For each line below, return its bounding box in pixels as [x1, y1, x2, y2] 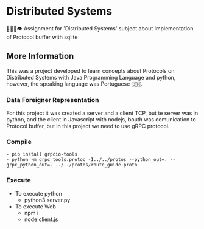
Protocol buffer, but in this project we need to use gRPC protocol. [6, 123, 170, 130]
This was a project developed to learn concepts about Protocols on [6, 67, 175, 74]
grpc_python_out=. [6, 162, 53, 168]
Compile [6, 137, 32, 146]
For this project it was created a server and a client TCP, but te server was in [6, 109, 199, 117]
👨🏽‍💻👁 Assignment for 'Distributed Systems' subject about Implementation [6, 24, 194, 32]
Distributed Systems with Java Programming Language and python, [6, 73, 176, 81]
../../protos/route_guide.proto [55, 162, 138, 168]
